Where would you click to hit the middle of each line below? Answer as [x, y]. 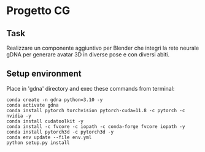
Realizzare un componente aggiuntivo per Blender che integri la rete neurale [103, 48]
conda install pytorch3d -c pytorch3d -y [60, 132]
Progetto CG [38, 11]
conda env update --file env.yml [49, 137]
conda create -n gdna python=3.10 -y [55, 100]
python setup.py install [38, 142]
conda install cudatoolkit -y [45, 121]
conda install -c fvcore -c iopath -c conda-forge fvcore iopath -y [96, 126]
